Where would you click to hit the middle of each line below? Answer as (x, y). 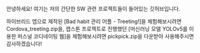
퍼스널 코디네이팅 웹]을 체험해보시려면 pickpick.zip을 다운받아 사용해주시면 (106, 36)
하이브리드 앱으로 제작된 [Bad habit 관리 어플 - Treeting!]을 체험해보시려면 (94, 21)
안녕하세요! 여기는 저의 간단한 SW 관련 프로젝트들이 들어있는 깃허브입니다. (93, 9)
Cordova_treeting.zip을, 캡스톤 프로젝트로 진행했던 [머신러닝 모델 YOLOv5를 (97, 29)
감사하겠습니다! (24, 44)
